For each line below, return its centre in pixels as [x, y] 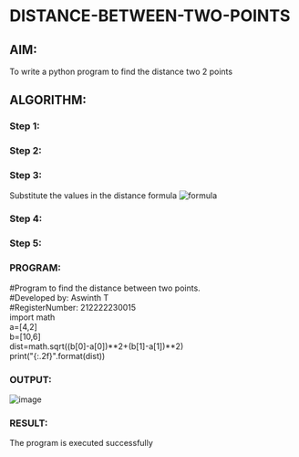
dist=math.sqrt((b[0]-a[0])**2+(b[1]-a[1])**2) [97, 346]
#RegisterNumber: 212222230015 [73, 307]
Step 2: [26, 151]
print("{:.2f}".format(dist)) [57, 356]
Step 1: [25, 126]
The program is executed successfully [81, 443]
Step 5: [26, 243]
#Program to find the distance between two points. [105, 288]
